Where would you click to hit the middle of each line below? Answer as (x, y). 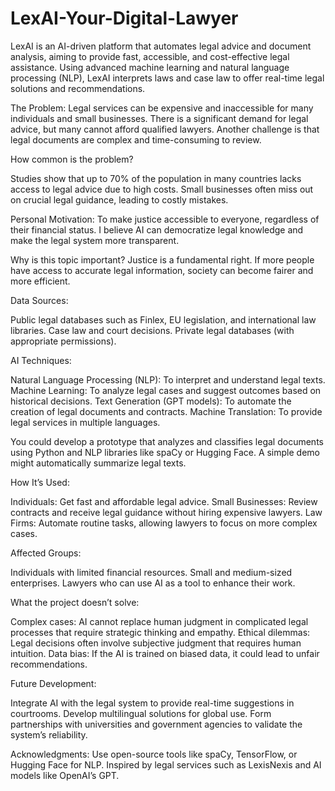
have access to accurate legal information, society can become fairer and (162, 270)
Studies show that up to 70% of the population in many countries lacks (156, 178)
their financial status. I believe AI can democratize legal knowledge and (157, 229)
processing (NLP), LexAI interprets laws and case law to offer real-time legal (167, 78)
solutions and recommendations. (78, 88)
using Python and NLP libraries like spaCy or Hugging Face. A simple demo (165, 452)
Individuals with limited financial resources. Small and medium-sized (151, 572)
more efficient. (40, 281)
